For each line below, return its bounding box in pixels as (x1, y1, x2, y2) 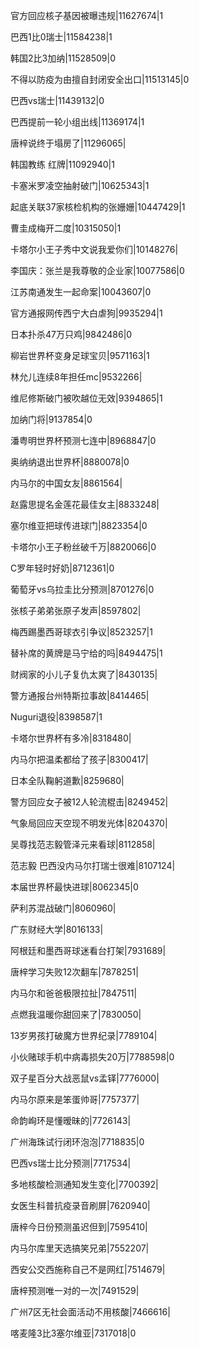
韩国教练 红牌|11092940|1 (10, 159, 115, 170)
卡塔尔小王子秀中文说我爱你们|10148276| (10, 244, 179, 255)
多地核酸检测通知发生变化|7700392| (10, 1179, 159, 1190)
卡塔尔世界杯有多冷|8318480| (10, 732, 132, 744)
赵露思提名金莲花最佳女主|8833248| (10, 499, 160, 510)
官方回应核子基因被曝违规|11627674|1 (10, 10, 164, 21)
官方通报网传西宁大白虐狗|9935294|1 (10, 307, 163, 319)
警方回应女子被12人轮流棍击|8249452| (10, 796, 169, 808)
